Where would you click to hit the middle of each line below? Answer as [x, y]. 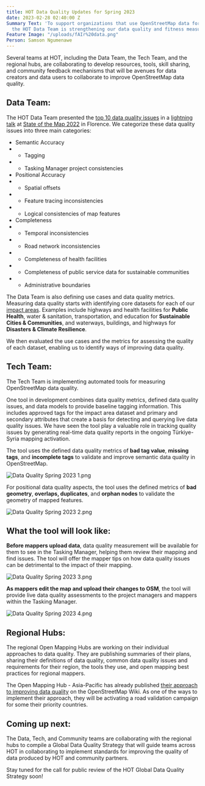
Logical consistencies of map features [72, 214]
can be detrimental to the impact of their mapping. [70, 565]
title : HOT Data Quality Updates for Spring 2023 [71, 12]
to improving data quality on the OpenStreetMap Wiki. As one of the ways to [102, 692]
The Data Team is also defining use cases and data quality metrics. [91, 297]
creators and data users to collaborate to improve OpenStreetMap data [95, 77]
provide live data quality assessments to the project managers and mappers [102, 595]
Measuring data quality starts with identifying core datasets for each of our [101, 303]
